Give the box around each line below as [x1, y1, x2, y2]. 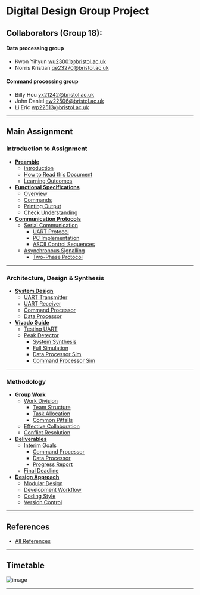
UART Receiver [23, 300, 61, 307]
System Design [14, 287, 54, 294]
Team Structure [32, 404, 71, 411]
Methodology [6, 377, 46, 386]
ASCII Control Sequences [32, 241, 95, 248]
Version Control [23, 499, 62, 506]
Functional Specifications [14, 183, 80, 190]
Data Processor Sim [32, 350, 82, 357]
